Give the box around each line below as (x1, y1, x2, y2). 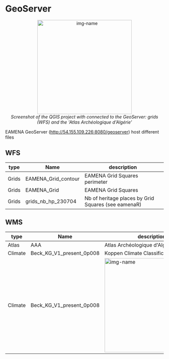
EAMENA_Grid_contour (25, 175, 80, 182)
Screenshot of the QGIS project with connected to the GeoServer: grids (11, 113, 158, 119)
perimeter (84, 178, 108, 185)
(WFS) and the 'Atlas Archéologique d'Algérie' (37, 119, 132, 125)
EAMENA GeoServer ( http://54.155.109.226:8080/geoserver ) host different (5, 129, 159, 135)
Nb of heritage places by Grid (84, 194, 154, 201)
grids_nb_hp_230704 (25, 198, 77, 205)
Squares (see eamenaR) (84, 201, 142, 208)
